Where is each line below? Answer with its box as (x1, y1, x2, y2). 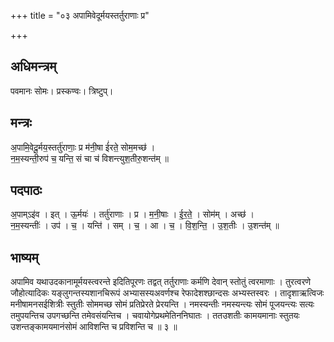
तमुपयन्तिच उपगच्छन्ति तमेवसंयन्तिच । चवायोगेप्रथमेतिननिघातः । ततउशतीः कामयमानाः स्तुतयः (10, 310, 300, 322)
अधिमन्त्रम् (10, 58, 57, 75)
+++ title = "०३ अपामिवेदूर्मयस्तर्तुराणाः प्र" (10, 10, 150, 21)
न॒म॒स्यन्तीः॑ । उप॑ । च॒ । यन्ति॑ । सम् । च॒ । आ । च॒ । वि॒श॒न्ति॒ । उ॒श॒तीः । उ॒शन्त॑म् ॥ (10, 220, 280, 232)
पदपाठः (10, 182, 43, 199)
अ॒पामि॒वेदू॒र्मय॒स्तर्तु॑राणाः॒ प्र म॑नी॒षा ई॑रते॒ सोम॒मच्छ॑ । (10, 141, 156, 153)
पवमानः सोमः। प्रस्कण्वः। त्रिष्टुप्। (10, 85, 114, 97)
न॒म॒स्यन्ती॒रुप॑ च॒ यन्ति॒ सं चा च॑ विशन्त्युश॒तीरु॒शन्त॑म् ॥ (10, 152, 170, 164)
